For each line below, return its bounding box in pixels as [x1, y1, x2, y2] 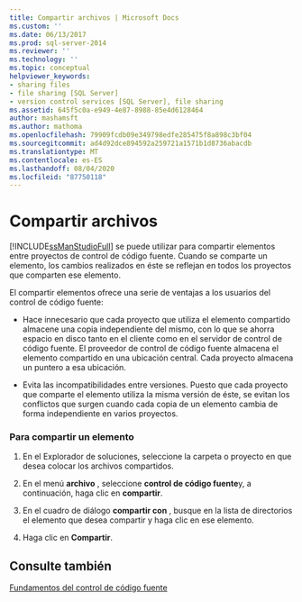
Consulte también [9, 558, 112, 573]
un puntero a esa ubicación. [22, 362, 126, 373]
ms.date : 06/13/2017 [9, 30, 87, 39]
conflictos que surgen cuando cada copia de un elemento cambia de [22, 398, 279, 410]
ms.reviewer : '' [9, 47, 70, 56]
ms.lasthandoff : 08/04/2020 [9, 164, 115, 173]
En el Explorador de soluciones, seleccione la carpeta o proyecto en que [22, 451, 292, 462]
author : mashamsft [9, 114, 78, 123]
